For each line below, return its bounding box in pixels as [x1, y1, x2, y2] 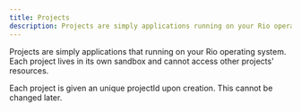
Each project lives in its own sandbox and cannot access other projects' [9, 56, 275, 66]
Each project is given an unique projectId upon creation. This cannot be [9, 82, 273, 93]
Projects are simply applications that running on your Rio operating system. [9, 46, 287, 56]
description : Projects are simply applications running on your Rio [9, 22, 271, 30]
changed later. [9, 91, 63, 103]
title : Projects [9, 13, 70, 22]
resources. [9, 65, 49, 76]
